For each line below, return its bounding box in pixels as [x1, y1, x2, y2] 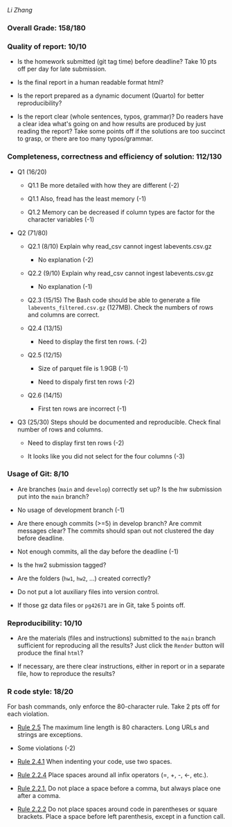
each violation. [7, 710, 49, 718]
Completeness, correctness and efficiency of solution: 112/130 [7, 152, 222, 161]
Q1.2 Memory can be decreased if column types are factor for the [27, 208, 215, 216]
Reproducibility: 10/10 [7, 618, 83, 628]
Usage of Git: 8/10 [7, 469, 69, 479]
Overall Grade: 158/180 [7, 23, 87, 33]
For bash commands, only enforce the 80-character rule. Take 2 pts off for [7, 702, 220, 711]
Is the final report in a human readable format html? [17, 78, 164, 87]
